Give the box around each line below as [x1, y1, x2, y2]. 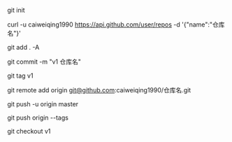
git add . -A [7, 43, 40, 51]
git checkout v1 [7, 127, 51, 135]
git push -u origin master [7, 100, 79, 108]
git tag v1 [7, 71, 34, 80]
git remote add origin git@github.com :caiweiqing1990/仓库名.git [7, 86, 191, 94]
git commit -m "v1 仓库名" [7, 57, 82, 66]
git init [7, 6, 26, 14]
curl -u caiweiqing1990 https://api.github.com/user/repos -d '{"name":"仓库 [7, 20, 225, 29]
